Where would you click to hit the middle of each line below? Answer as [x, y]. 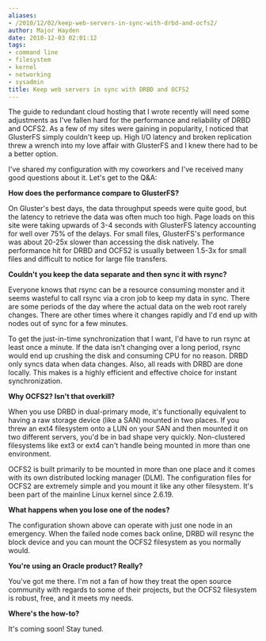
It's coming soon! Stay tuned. [56, 629]
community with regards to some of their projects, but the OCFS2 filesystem [133, 590]
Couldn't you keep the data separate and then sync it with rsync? [118, 274]
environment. [30, 454]
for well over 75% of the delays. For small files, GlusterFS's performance [127, 234]
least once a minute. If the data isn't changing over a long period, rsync [125, 347]
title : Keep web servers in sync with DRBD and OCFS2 [99, 89]
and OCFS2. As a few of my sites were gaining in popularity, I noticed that [128, 129]
